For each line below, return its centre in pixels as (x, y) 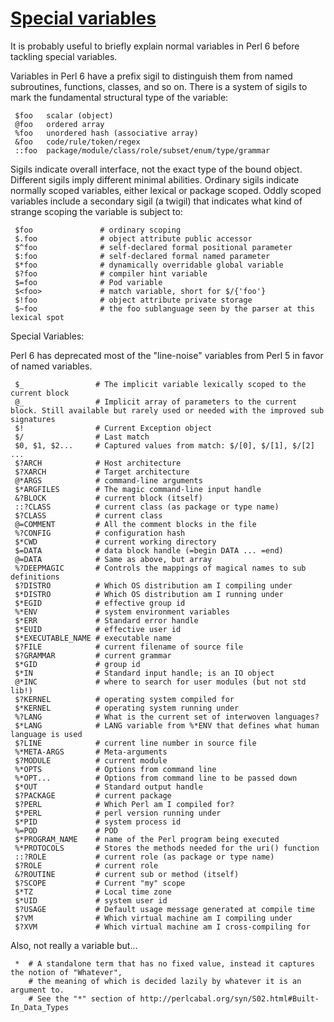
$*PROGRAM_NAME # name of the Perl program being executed (147, 839)
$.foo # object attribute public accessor (133, 238)
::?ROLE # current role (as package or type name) (144, 857)
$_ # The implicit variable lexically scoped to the (160, 384)
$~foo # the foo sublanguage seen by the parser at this (164, 308)
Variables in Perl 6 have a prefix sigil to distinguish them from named (151, 76)
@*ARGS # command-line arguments (108, 480)
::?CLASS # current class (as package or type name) (147, 507)
